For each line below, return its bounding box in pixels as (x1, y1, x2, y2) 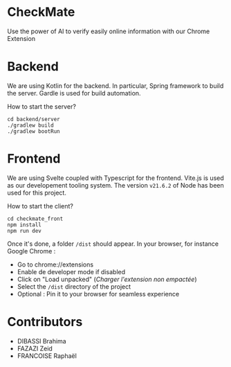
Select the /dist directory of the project (17, 282, 131, 291)
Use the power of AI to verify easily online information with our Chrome (7, 27, 210, 35)
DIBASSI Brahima (17, 337, 67, 345)
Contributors (7, 314, 83, 330)
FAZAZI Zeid (17, 344, 53, 352)
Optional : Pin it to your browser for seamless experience (17, 289, 180, 298)
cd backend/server (7, 116, 60, 123)
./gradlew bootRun (7, 127, 60, 135)
